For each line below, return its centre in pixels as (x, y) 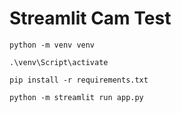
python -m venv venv (52, 45)
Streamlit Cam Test (90, 18)
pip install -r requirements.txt (79, 80)
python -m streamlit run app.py (76, 97)
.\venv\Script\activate (59, 62)
